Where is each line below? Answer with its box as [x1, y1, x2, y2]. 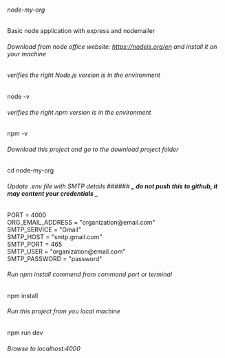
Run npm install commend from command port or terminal [7, 270, 172, 278]
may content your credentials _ [7, 190, 98, 198]
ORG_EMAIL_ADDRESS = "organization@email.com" [7, 218, 156, 226]
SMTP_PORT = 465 [7, 240, 63, 248]
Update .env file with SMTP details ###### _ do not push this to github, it [7, 182, 218, 190]
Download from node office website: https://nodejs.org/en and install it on [7, 42, 217, 51]
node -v [7, 93, 30, 101]
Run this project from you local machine [7, 307, 120, 315]
